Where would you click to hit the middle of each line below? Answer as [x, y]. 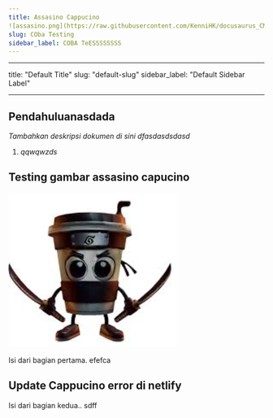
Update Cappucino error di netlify [95, 386]
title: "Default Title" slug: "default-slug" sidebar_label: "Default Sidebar [127, 75]
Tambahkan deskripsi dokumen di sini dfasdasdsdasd [100, 136]
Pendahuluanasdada [62, 117]
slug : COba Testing [41, 34]
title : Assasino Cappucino [54, 17]
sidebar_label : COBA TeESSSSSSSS [65, 43]
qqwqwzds [39, 152]
